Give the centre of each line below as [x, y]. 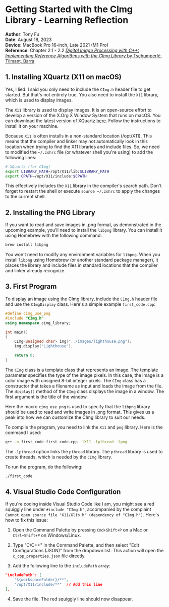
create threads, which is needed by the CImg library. [59, 457]
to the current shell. [26, 197]
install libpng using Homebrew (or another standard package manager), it [82, 260]
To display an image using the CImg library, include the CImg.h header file [81, 299]
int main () [17, 332]
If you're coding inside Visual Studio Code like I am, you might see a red [80, 504]
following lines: [21, 157]
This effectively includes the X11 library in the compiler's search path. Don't [83, 186]
